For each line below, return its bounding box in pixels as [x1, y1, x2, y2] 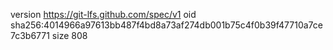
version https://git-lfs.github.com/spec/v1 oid [10, 9, 197, 20]
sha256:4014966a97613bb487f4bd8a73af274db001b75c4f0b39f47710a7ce [10, 19, 323, 31]
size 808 [51, 30, 88, 41]
